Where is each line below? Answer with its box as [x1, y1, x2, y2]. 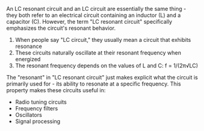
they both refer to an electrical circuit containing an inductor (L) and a [6, 12, 181, 19]
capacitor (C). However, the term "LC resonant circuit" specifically [6, 18, 172, 25]
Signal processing [15, 118, 61, 125]
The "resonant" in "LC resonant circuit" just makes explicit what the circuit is [6, 74, 198, 81]
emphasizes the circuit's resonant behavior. [6, 24, 116, 32]
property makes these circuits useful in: [6, 87, 106, 93]
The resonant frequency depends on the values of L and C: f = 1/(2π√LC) [15, 62, 199, 69]
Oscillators [15, 112, 43, 118]
